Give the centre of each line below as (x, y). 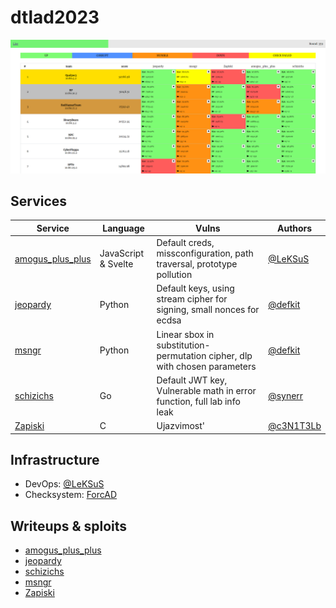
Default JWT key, (192, 380)
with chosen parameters (206, 366)
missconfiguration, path (205, 253)
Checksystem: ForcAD (71, 495)
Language (123, 228)
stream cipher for (192, 299)
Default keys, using (195, 288)
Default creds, (185, 243)
